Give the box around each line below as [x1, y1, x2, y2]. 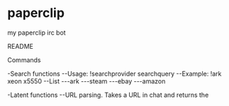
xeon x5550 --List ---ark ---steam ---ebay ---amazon [7, 76, 166, 86]
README [7, 42, 34, 50]
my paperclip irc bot [7, 28, 66, 37]
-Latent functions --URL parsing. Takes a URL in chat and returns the [7, 90, 209, 99]
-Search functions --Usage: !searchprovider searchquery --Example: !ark [7, 69, 222, 78]
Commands [7, 55, 41, 64]
